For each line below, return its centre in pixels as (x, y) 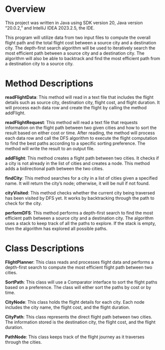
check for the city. (23, 203)
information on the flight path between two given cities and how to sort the (81, 127)
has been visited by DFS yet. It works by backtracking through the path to (80, 198)
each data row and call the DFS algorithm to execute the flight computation (81, 138)
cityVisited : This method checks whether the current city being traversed (80, 192)
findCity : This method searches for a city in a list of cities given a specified (81, 178)
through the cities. (24, 342)
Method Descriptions (49, 83)
